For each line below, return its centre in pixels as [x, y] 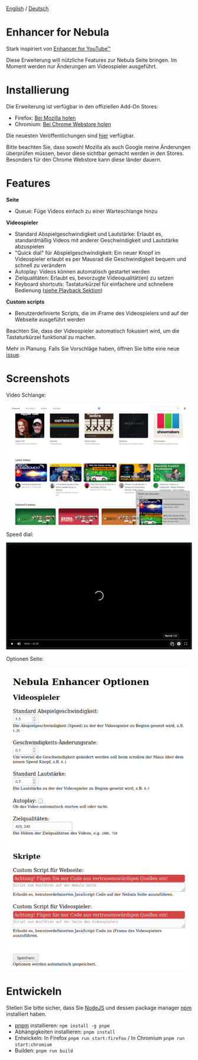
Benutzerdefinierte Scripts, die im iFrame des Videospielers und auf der [101, 313]
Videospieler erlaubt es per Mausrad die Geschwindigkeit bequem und [100, 259]
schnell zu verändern [40, 265]
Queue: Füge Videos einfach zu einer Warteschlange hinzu [86, 211]
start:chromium [33, 1045]
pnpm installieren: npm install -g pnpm [62, 1026]
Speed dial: [20, 534]
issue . [13, 355]
